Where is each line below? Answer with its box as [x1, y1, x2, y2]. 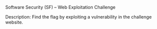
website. [5, 19, 23, 25]
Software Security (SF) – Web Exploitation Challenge [5, 4, 116, 10]
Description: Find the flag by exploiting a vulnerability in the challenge [5, 14, 152, 19]
